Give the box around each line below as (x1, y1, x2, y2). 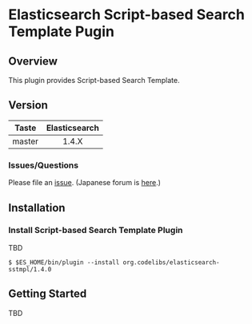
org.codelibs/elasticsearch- (122, 258, 220, 267)
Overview (8, 54, 58, 68)
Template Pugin (8, 22, 114, 41)
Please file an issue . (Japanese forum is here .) (8, 178, 162, 188)
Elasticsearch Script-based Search (8, 6, 246, 24)
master (12, 136, 38, 147)
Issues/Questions (8, 160, 78, 171)
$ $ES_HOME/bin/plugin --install (8, 258, 120, 267)
